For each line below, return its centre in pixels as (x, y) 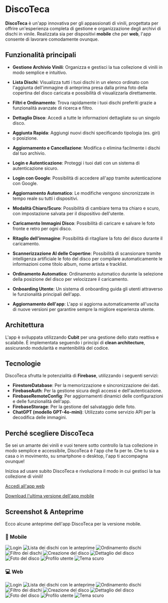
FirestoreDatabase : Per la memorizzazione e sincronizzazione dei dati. (86, 385)
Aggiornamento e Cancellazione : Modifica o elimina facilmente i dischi (86, 148)
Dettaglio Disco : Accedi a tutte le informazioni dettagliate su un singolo (86, 118)
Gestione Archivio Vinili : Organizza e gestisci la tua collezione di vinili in (88, 67)
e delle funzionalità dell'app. (42, 401)
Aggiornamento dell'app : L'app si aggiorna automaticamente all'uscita (86, 304)
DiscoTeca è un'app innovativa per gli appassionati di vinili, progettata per (82, 23)
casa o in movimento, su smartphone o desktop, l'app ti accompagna (76, 456)
